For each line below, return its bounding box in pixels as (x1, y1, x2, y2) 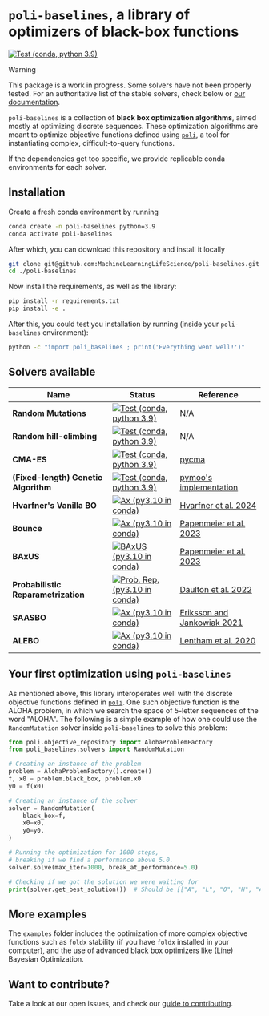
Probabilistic (12, 579, 62, 590)
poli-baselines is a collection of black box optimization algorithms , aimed (8, 112, 257, 122)
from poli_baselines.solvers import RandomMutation (8, 745, 184, 754)
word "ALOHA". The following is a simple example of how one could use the (8, 714, 258, 724)
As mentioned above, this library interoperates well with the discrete (8, 688, 233, 698)
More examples (8, 907, 87, 921)
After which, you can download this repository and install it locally (8, 244, 226, 254)
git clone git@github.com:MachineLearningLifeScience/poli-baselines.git (8, 260, 260, 268)
